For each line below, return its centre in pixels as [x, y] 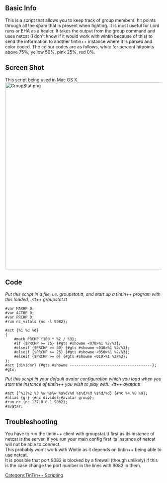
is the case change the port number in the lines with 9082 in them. [73, 466]
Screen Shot [25, 68]
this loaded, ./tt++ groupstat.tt [36, 300]
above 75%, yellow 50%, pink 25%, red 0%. [50, 52]
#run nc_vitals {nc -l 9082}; [37, 322]
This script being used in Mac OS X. [42, 80]
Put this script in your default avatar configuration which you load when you [83, 379]
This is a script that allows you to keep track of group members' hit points [81, 20]
